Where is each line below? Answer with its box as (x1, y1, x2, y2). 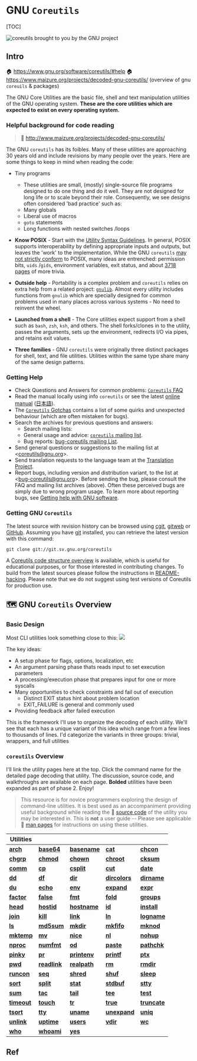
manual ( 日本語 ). (14, 400, 55, 407)
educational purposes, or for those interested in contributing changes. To (6, 563, 184, 570)
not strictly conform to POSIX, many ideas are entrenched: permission (14, 255, 185, 262)
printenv (70, 950, 94, 958)
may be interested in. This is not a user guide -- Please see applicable (20, 814, 192, 822)
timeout (9, 998, 31, 1006)
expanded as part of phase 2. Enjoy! (6, 784, 94, 791)
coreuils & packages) (6, 82, 60, 89)
